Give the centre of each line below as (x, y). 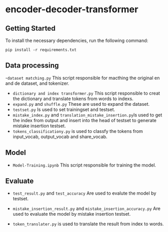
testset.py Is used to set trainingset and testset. (64, 109)
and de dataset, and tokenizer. (37, 83)
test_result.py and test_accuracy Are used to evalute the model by (85, 193)
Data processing (32, 66)
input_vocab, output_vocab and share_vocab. (60, 136)
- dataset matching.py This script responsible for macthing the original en (82, 78)
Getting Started (30, 28)
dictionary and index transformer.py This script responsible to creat (86, 93)
